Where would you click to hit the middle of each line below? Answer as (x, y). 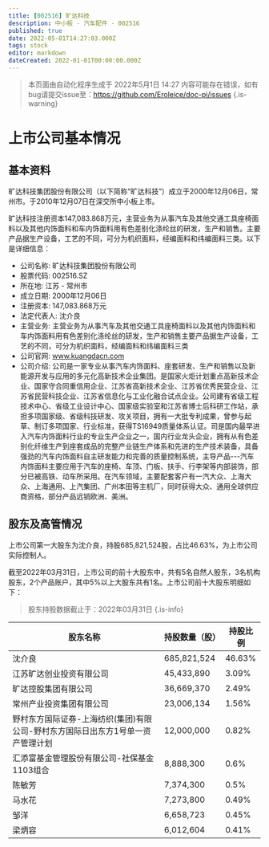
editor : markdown (37, 53)
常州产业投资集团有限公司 (61, 703)
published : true (35, 31)
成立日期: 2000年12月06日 (63, 295)
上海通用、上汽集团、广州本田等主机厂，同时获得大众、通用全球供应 (146, 486)
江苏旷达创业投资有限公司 (61, 674)
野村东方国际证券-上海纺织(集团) (74, 719)
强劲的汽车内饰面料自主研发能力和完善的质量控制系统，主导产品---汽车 (137, 456)
